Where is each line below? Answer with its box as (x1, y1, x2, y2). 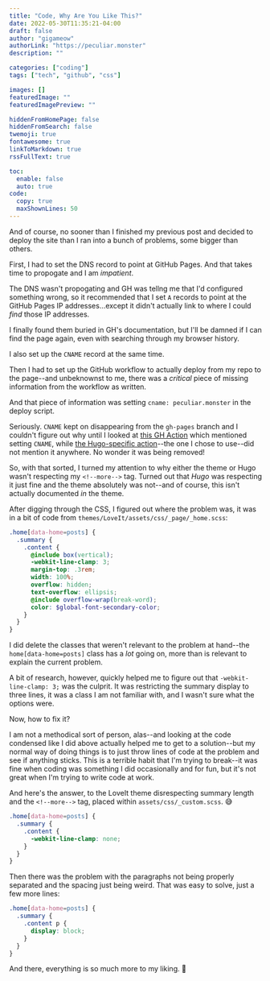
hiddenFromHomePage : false (9, 115, 100, 123)
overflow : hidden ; (30, 581, 92, 589)
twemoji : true (9, 130, 57, 139)
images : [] (9, 85, 46, 93)
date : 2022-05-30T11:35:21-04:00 (9, 19, 121, 27)
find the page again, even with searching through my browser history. (9, 333, 239, 343)
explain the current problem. (9, 657, 104, 667)
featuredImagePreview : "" (9, 101, 96, 109)
